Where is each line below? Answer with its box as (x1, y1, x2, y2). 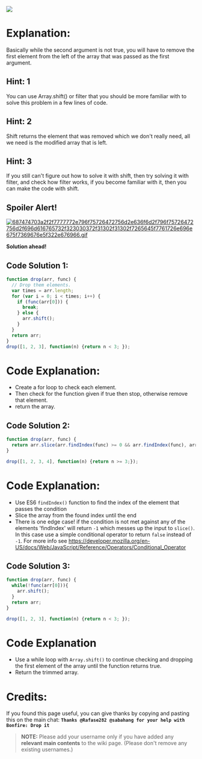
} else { (17, 310, 39, 316)
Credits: (6, 690, 47, 704)
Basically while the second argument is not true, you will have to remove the (6, 46, 195, 54)
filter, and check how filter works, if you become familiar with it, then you (6, 178, 187, 186)
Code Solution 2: (6, 420, 70, 431)
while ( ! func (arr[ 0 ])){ (11, 583, 69, 589)
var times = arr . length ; (11, 287, 74, 293)
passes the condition (14, 505, 67, 512)
